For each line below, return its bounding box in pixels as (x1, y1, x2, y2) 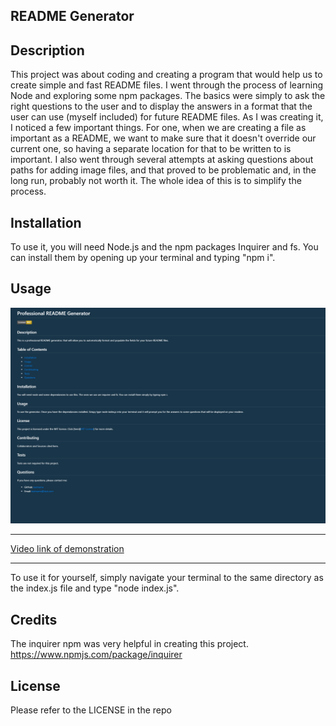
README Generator (10, 8, 135, 25)
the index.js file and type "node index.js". (10, 582, 180, 594)
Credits (10, 611, 58, 628)
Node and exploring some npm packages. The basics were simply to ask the (10, 90, 326, 102)
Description (10, 42, 85, 59)
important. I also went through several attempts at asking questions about (10, 154, 314, 166)
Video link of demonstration (10, 543, 125, 555)
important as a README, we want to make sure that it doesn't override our (10, 132, 317, 144)
